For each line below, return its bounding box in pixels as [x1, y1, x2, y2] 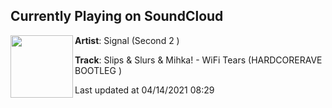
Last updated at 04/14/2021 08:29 [74, 84, 215, 96]
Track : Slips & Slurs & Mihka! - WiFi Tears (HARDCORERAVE [74, 54, 323, 66]
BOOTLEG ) [74, 64, 123, 76]
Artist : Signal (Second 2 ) [74, 34, 180, 46]
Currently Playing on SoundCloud [10, 8, 224, 25]
